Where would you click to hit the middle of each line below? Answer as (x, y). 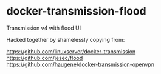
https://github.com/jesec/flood (45, 58)
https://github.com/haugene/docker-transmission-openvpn (80, 64)
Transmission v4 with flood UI (44, 28)
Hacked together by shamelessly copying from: (66, 39)
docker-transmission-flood (77, 11)
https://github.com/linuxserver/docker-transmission (71, 51)
